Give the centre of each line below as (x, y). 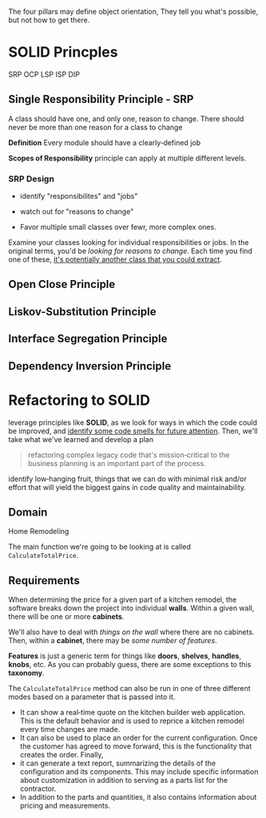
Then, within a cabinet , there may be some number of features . (113, 641)
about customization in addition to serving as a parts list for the (124, 780)
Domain (28, 512)
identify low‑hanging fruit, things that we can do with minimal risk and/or (127, 479)
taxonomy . (27, 673)
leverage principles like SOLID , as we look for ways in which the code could (133, 422)
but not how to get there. (49, 20)
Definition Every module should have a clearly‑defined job (105, 142)
